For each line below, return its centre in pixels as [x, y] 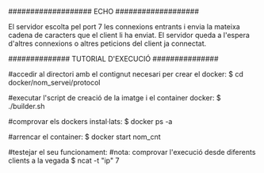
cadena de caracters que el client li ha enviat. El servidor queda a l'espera [129, 35]
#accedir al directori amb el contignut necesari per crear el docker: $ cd [126, 74]
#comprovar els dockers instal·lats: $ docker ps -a [90, 121]
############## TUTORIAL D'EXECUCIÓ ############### [114, 59]
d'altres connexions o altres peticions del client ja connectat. [107, 43]
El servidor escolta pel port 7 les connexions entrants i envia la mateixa [124, 26]
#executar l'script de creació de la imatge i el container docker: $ [115, 98]
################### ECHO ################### [104, 11]
